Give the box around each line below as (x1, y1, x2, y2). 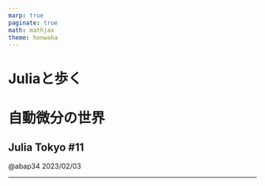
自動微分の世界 (8, 109, 106, 127)
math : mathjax (8, 26, 55, 34)
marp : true (8, 11, 44, 20)
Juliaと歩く (8, 70, 83, 87)
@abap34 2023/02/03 (8, 162, 81, 171)
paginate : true (8, 19, 58, 27)
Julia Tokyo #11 (8, 141, 84, 154)
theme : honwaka (8, 33, 58, 42)
